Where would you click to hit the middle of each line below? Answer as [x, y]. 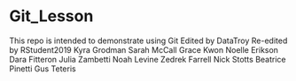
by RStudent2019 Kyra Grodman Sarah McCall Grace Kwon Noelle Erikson [144, 49]
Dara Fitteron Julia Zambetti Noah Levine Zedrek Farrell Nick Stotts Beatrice [148, 59]
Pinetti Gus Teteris [43, 69]
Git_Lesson [51, 16]
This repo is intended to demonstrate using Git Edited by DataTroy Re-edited [148, 40]
